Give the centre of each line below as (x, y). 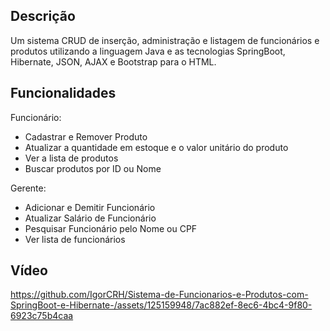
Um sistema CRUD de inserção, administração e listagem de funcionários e (165, 40)
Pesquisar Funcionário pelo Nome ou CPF (111, 228)
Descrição (43, 16)
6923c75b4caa (42, 316)
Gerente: (28, 188)
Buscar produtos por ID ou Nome (93, 168)
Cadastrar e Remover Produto (86, 136)
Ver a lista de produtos (71, 158)
